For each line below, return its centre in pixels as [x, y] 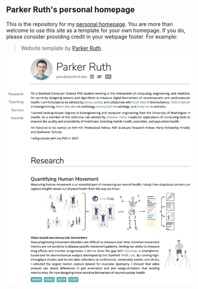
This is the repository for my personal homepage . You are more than [90, 24]
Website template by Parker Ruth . [61, 48]
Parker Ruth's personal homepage [71, 10]
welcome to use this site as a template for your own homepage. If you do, [96, 30]
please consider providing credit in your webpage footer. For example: [92, 36]
